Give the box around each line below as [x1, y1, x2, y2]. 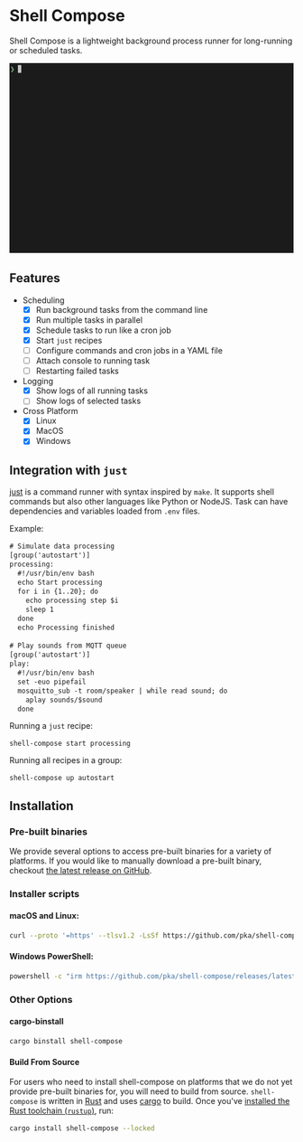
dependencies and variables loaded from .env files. [9, 505, 201, 516]
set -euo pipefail [17, 677, 87, 687]
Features [9, 270, 60, 286]
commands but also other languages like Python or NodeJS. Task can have [9, 496, 289, 507]
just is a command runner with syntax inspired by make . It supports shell [9, 486, 275, 497]
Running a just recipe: [9, 721, 93, 731]
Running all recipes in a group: [9, 755, 123, 766]
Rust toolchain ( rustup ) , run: [9, 1105, 115, 1117]
